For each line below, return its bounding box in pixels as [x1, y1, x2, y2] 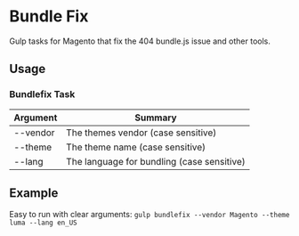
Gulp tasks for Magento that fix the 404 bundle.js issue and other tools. [9, 36, 271, 46]
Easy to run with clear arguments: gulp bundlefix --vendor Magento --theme [9, 209, 290, 220]
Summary [134, 111, 177, 124]
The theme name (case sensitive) [66, 141, 206, 153]
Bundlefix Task [9, 88, 76, 101]
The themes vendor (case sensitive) [66, 126, 217, 139]
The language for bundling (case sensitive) [66, 155, 246, 167]
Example [9, 185, 59, 201]
